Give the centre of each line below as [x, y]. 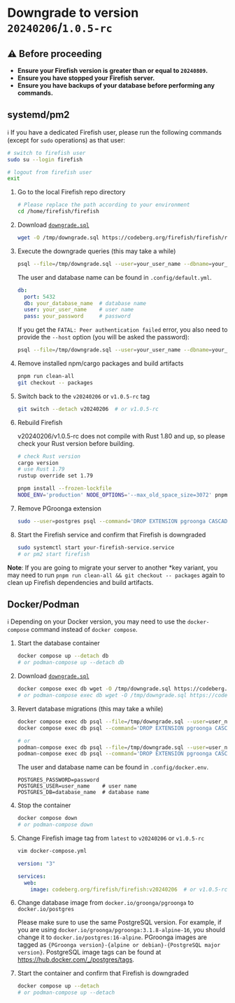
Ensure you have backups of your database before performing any [116, 85]
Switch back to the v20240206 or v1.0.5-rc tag [84, 396]
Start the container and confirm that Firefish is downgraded [103, 974]
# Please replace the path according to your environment [104, 205]
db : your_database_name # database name [85, 303]
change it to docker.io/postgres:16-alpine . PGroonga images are [112, 937]
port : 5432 [40, 297]
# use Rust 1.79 [41, 469]
